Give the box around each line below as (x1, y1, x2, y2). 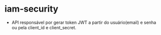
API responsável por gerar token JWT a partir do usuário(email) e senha (11, 19, 157, 25)
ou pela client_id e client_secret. (11, 24, 77, 30)
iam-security (4, 3, 59, 15)
